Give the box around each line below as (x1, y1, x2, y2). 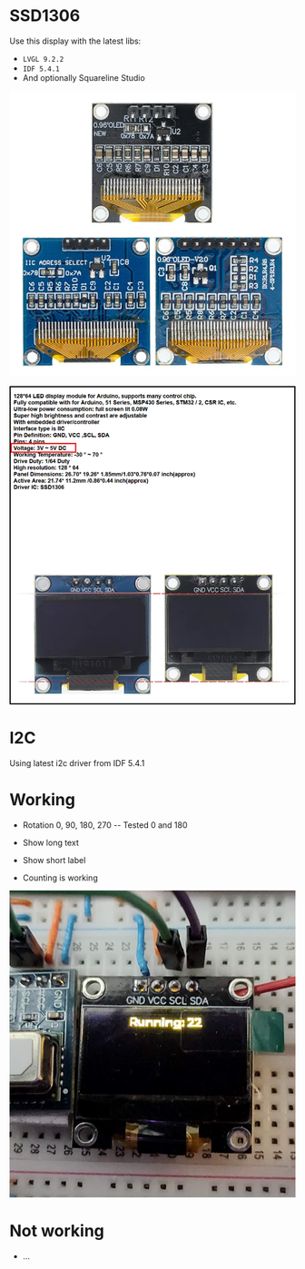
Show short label (22, 854, 86, 865)
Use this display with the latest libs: (9, 35, 142, 46)
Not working (9, 1220, 104, 1241)
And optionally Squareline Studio (22, 72, 145, 83)
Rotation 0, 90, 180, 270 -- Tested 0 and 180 (22, 819, 188, 831)
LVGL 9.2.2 (22, 54, 64, 64)
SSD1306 (9, 5, 81, 26)
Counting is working (22, 872, 98, 883)
